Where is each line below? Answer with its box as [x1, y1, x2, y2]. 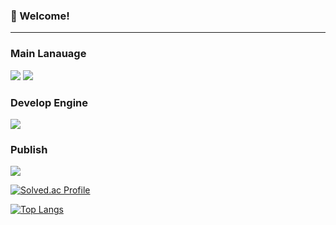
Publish [10, 142, 48, 156]
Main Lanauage [10, 47, 87, 61]
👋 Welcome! [10, 9, 70, 23]
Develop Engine [10, 95, 88, 109]
